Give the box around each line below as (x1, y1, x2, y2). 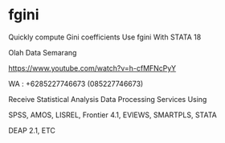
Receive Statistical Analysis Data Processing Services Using (8, 94, 207, 104)
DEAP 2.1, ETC (8, 125, 56, 135)
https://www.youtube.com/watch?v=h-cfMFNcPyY (8, 63, 177, 73)
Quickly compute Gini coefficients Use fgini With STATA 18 (8, 32, 202, 42)
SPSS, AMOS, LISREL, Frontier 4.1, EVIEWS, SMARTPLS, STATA (8, 110, 217, 120)
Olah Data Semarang (8, 47, 77, 57)
